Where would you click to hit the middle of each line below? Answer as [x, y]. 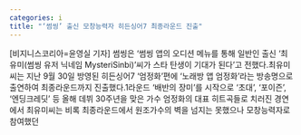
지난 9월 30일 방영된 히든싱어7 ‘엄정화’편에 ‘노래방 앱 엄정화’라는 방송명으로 [160, 76]
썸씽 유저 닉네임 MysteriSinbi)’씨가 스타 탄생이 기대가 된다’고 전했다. [148, 64]
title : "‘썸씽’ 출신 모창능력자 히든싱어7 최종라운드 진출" [106, 26]
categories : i [36, 18]
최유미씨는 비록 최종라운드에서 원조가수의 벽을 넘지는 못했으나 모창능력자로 [158, 110]
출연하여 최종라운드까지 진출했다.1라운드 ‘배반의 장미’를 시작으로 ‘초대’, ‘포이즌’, [148, 87]
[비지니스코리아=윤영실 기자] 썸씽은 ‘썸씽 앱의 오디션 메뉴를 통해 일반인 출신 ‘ [145, 53]
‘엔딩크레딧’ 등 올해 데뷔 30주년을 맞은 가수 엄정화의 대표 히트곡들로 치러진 [141, 98]
